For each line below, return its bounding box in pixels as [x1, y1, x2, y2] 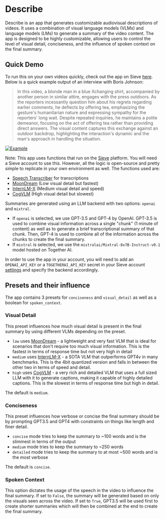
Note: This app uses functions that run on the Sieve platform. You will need [5, 155, 157, 161]
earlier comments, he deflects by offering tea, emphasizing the [17, 104, 145, 110]
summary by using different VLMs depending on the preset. [5, 328, 127, 334]
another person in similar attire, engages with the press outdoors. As [17, 94, 157, 99]
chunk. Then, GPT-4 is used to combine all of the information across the [12, 231, 159, 237]
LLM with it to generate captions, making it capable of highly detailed [12, 375, 153, 380]
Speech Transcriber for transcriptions [12, 175, 89, 181]
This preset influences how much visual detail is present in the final [5, 323, 142, 329]
